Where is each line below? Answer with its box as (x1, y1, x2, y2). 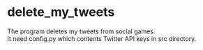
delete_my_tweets (7, 4, 115, 20)
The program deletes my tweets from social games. (7, 27, 156, 35)
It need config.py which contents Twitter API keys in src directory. (7, 34, 197, 42)
